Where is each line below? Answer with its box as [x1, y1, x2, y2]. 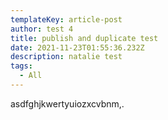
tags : [10, 61, 33, 71]
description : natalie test [10, 52, 123, 62]
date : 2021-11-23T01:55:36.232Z [10, 42, 145, 53]
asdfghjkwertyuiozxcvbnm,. [10, 97, 125, 110]
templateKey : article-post [10, 14, 123, 25]
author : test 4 [10, 24, 74, 34]
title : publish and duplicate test [10, 33, 159, 43]
